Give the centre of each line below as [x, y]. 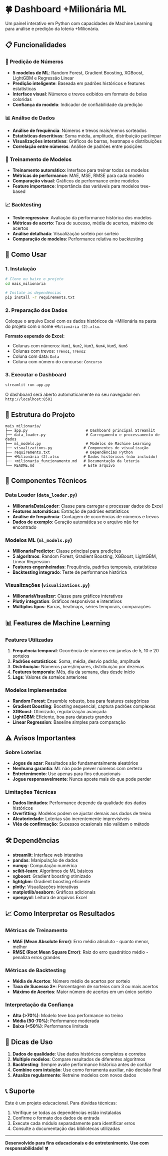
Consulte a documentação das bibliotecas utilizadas [66, 1129]
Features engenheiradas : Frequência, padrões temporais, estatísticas [85, 567]
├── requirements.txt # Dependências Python [69, 452]
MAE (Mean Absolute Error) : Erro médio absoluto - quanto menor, [81, 941]
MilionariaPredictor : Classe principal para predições [67, 551]
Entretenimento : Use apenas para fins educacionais [66, 774]
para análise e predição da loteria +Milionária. [52, 28]
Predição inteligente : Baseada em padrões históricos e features [78, 83]
